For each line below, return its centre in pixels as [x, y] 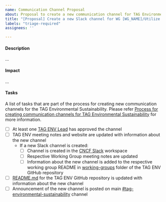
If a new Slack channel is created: [54, 145]
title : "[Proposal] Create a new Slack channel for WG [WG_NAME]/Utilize [83, 19]
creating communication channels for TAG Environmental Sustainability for [81, 114]
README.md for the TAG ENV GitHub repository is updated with [77, 178]
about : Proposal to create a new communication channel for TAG [73, 14]
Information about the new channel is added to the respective [90, 162]
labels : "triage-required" [33, 23]
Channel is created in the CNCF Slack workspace [77, 151]
